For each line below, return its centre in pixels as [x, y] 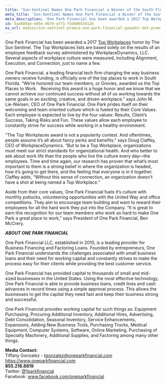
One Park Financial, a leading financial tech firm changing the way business [82, 73]
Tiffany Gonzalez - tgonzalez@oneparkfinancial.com [59, 356]
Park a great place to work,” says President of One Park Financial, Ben [77, 218]
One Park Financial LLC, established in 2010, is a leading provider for [75, 242]
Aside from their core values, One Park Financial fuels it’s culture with [76, 192]
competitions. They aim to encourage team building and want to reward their [83, 202]
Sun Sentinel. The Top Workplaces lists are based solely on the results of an [83, 48]
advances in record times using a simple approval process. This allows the [81, 289]
